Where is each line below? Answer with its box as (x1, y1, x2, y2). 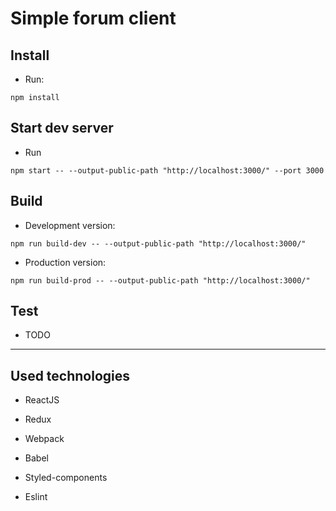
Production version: (24, 256, 107, 268)
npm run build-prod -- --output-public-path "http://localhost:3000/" (10, 275, 311, 286)
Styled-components (24, 472, 108, 484)
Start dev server (10, 120, 114, 137)
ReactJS (24, 394, 60, 406)
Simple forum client (10, 7, 177, 30)
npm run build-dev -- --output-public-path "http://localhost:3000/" (10, 238, 307, 249)
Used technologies (10, 367, 131, 384)
